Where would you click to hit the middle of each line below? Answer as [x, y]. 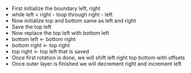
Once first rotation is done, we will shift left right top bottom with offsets [98, 58]
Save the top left [31, 27]
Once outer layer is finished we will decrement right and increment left [96, 64]
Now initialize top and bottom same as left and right [74, 21]
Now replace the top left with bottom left [60, 33]
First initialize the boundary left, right [56, 8]
